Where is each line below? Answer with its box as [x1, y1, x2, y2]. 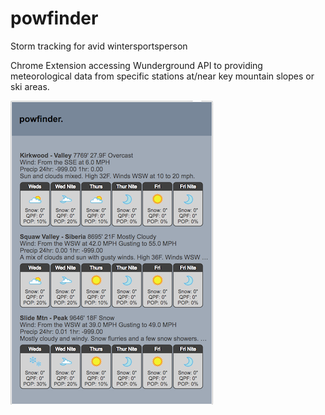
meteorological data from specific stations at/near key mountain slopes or [10, 70, 315, 82]
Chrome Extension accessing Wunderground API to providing [10, 59, 263, 71]
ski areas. [10, 80, 50, 92]
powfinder [10, 7, 99, 30]
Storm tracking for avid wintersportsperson [10, 40, 188, 52]
